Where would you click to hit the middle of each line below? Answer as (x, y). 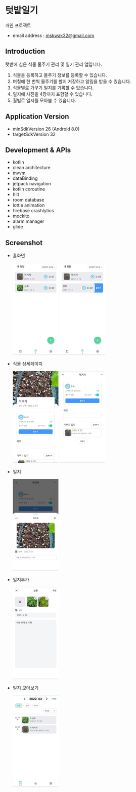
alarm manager (28, 221)
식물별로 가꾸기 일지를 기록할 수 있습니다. (53, 88)
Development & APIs (38, 150)
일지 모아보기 (26, 688)
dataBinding (25, 178)
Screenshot (24, 243)
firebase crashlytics (33, 211)
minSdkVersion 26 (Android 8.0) (46, 129)
